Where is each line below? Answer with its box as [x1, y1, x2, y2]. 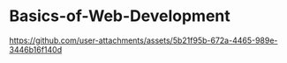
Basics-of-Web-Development [9, 6, 231, 26]
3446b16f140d [9, 44, 63, 54]
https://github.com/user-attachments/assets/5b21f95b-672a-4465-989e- [9, 35, 278, 45]
